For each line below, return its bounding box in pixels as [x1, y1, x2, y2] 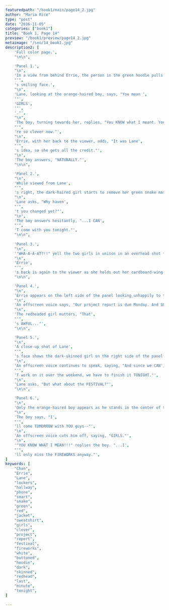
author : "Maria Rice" [5, 12, 51, 17]
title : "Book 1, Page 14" [5, 31, 59, 36]
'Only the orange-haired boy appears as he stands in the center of [14, 405, 161, 410]
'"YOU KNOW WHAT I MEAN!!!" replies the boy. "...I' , [14, 442, 129, 447]
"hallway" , [14, 485, 37, 490]
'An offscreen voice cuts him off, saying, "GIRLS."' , [14, 433, 132, 438]
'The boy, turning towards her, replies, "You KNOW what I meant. [14, 120, 156, 125]
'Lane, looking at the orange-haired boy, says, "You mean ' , [14, 91, 147, 96]
